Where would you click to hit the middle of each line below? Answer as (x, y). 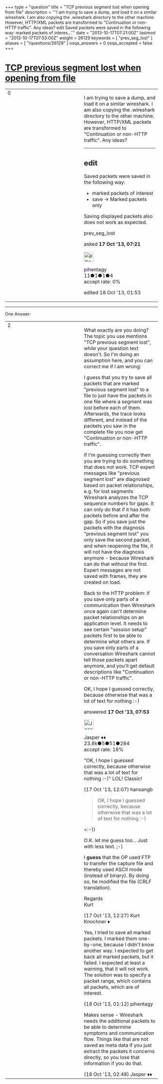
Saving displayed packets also (118, 216)
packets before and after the (116, 516)
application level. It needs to (116, 623)
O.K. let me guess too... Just (116, 841)
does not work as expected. (115, 223)
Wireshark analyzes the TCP (116, 497)
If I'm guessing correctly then (118, 455)
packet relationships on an (114, 618)
